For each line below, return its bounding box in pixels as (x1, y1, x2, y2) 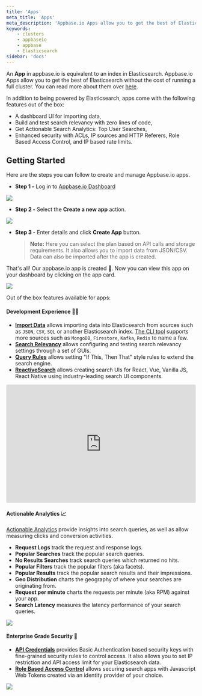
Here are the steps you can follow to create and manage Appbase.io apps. (6, 171, 191, 179)
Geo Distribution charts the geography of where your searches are (14, 575, 182, 583)
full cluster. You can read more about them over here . (6, 82, 138, 90)
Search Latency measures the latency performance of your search (14, 601, 182, 608)
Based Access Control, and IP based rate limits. (14, 138, 133, 145)
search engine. (14, 359, 52, 367)
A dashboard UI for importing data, (14, 112, 102, 120)
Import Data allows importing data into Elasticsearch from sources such (14, 321, 194, 328)
